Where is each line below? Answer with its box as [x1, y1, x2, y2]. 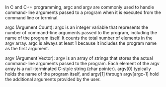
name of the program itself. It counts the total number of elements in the [5, 35, 153, 41]
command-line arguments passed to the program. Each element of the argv [5, 61, 160, 66]
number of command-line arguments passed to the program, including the [5, 30, 158, 35]
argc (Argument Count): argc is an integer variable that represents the [5, 24, 148, 30]
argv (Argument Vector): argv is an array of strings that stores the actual [5, 55, 153, 61]
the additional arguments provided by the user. [5, 77, 101, 82]
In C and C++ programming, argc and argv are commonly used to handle [5, 4, 154, 10]
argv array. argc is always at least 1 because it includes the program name [5, 40, 157, 46]
